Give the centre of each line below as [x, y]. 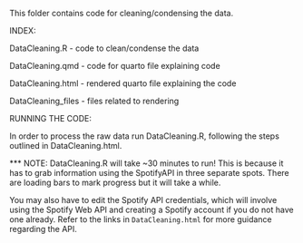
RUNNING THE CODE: [51, 118]
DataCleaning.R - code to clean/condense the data [104, 48]
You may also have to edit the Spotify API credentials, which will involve [143, 200]
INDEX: [23, 30]
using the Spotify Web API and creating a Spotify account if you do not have [151, 209]
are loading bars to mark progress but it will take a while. [115, 182]
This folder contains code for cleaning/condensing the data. [122, 13]
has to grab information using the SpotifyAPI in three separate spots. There [150, 173]
